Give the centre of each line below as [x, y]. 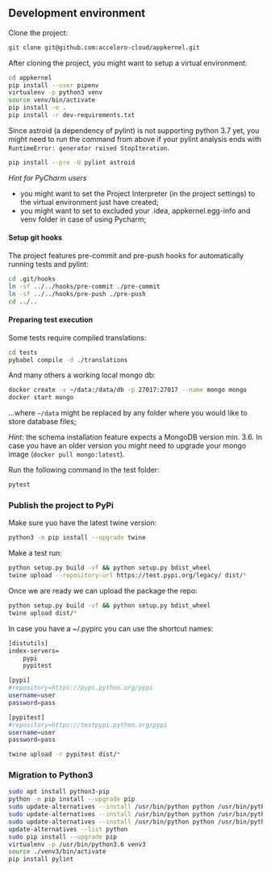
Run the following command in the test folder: [84, 470]
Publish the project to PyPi [61, 506]
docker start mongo [41, 398]
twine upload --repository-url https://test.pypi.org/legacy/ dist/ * [128, 576]
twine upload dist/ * [43, 613]
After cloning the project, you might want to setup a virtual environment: [128, 63]
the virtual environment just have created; [89, 202]
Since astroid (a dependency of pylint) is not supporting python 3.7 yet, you [134, 130]
